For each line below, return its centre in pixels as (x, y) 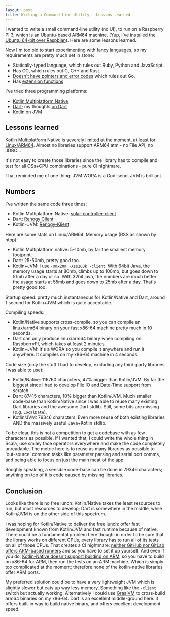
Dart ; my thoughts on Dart (40, 106)
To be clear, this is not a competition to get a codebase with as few (75, 433)
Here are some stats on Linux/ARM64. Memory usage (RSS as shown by (81, 235)
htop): (11, 240)
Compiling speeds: (25, 312)
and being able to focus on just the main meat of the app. (65, 460)
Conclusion (24, 491)
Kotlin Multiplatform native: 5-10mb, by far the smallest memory (79, 250)
